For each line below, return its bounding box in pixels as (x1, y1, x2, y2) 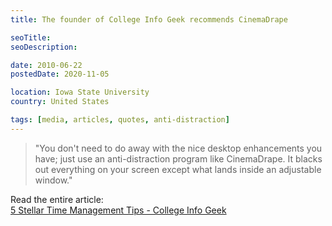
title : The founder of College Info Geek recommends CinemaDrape (10, 14, 288, 25)
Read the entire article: (10, 193, 104, 205)
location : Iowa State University (10, 87, 150, 98)
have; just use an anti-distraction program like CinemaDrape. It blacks (34, 152, 323, 165)
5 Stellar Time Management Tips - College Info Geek (10, 204, 227, 216)
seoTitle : (10, 32, 52, 43)
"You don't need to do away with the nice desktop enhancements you (34, 142, 323, 154)
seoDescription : (10, 42, 78, 52)
